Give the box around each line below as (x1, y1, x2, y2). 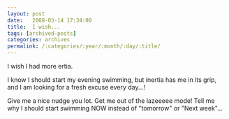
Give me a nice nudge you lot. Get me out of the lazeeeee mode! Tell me (7, 97, 215, 105)
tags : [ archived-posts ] (7, 29, 77, 37)
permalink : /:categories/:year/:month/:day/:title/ (7, 43, 161, 50)
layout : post (7, 10, 45, 17)
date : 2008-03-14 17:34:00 (7, 17, 92, 24)
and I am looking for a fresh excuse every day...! (7, 83, 146, 91)
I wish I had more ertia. (7, 62, 73, 70)
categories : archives (7, 36, 71, 43)
